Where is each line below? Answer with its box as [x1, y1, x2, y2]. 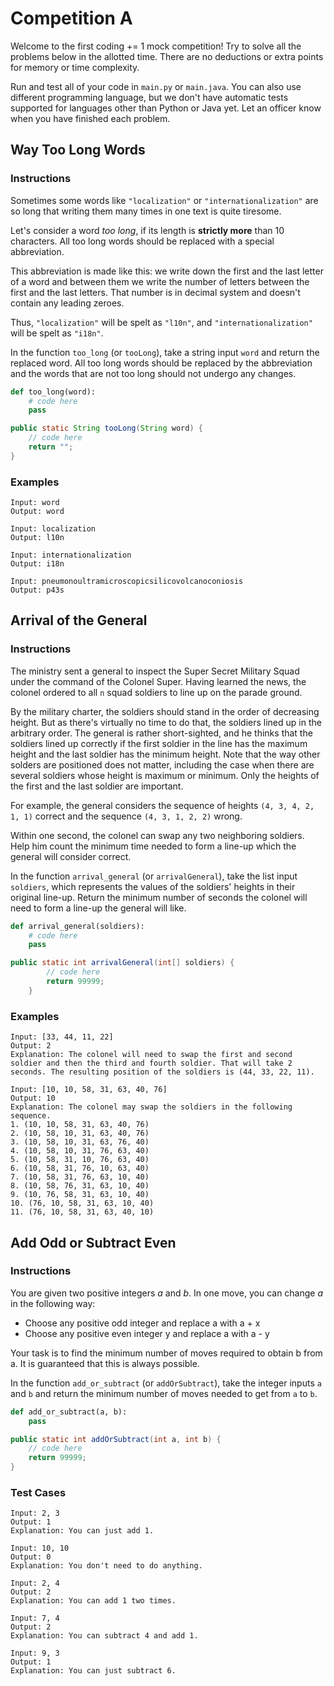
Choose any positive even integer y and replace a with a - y [24, 1327, 270, 1339]
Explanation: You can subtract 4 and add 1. [10, 1631, 199, 1641]
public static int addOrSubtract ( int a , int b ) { [10, 1434, 222, 1444]
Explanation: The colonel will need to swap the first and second [10, 1050, 293, 1060]
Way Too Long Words [10, 142, 146, 159]
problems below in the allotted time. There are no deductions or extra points [10, 50, 324, 62]
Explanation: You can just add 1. [10, 1526, 155, 1536]
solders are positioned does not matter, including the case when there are [10, 758, 315, 771]
